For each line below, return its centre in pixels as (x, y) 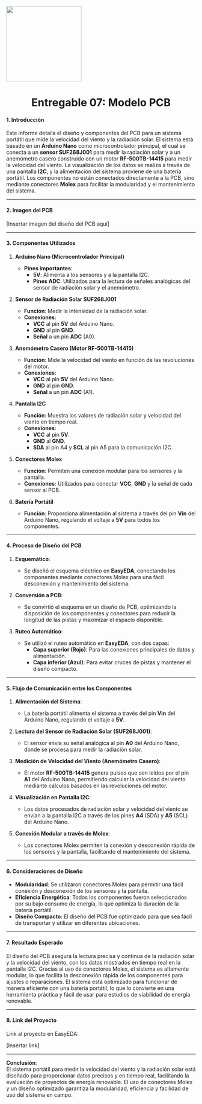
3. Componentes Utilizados (41, 243)
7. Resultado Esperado (35, 942)
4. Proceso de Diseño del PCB (44, 545)
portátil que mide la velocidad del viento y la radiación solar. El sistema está (100, 139)
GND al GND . (49, 441)
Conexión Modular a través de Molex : (62, 834)
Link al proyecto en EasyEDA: (43, 1033)
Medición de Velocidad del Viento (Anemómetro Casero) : (88, 761)
